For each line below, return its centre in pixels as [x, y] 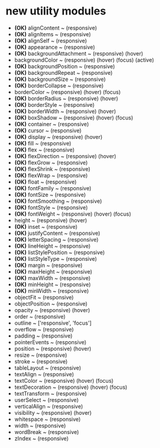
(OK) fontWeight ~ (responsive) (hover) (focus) [73, 214]
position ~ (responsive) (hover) [53, 348]
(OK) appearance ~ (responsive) [55, 47]
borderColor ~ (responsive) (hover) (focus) [67, 92]
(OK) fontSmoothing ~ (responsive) [58, 201]
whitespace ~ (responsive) [48, 419]
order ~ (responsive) [40, 316]
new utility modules [56, 11]
